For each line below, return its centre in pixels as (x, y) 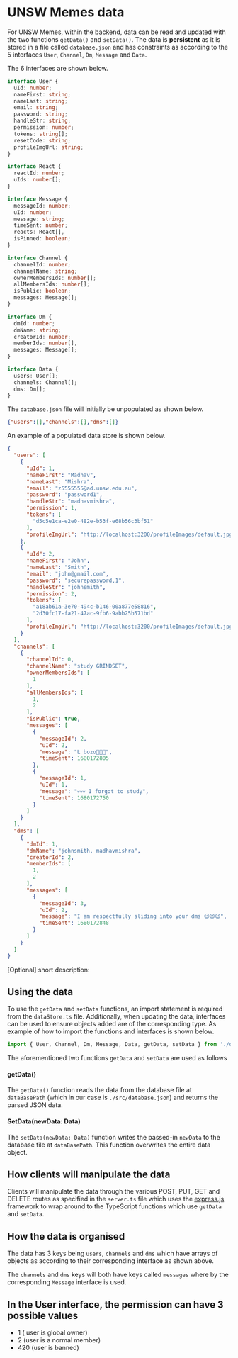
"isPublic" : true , (53, 719)
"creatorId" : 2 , (50, 857)
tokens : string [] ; (41, 134)
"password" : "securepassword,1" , (75, 580)
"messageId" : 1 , (63, 778)
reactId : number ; (39, 173)
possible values (43, 1315)
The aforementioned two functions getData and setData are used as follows (117, 1058)
